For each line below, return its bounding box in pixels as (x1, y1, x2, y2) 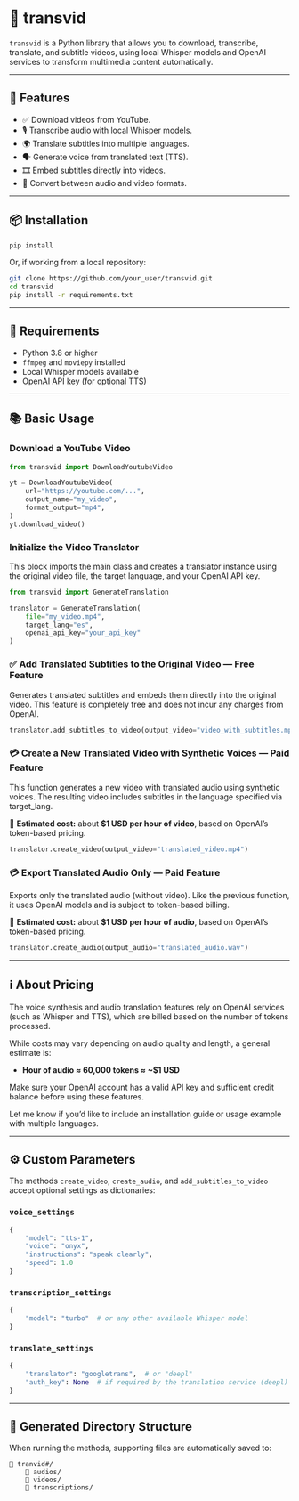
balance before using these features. (9, 1091, 145, 1102)
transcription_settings (9, 1287, 113, 1298)
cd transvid (9, 282, 53, 292)
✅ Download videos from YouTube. (21, 114, 151, 125)
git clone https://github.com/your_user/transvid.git (9, 274, 214, 283)
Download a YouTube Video (9, 442, 131, 455)
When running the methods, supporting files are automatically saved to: (9, 1442, 272, 1454)
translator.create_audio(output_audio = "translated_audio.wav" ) (9, 943, 249, 952)
